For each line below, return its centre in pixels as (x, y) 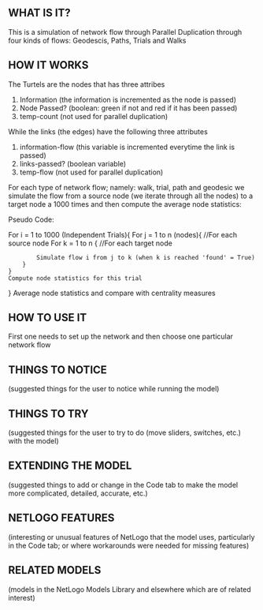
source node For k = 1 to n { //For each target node (91, 243)
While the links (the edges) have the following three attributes (108, 131)
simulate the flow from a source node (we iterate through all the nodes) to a (131, 196)
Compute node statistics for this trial (76, 278)
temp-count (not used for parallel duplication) (94, 116)
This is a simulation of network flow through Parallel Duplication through (125, 32)
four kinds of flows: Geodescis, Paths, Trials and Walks (97, 40)
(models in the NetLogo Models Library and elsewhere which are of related (130, 589)
